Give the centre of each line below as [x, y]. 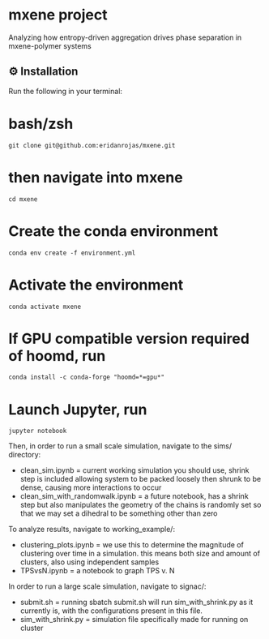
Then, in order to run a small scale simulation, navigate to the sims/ [120, 446]
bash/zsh [41, 124]
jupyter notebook [38, 431]
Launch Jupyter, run [78, 409]
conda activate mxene [45, 307]
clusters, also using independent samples [90, 562]
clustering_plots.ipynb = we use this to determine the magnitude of [132, 545]
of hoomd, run [57, 356]
